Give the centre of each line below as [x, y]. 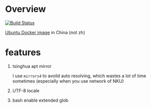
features [23, 53]
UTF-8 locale [26, 91]
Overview [26, 9]
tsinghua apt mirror [32, 66]
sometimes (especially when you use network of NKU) [68, 81]
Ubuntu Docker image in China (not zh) [45, 32]
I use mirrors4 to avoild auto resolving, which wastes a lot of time [79, 76]
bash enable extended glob [40, 100]
